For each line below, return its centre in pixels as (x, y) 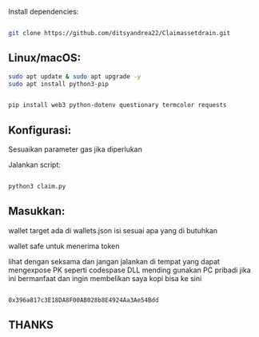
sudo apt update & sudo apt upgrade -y (75, 76)
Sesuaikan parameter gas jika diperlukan (75, 149)
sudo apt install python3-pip (59, 84)
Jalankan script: (35, 165)
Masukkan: (37, 211)
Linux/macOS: (45, 58)
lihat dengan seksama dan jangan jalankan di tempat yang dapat (114, 261)
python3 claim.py (37, 187)
